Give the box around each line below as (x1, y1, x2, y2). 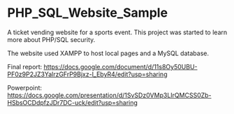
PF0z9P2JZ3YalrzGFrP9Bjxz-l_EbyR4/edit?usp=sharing (7, 70, 168, 78)
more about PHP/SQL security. (7, 35, 96, 43)
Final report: (7, 62, 43, 71)
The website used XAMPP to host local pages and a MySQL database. (7, 49, 210, 57)
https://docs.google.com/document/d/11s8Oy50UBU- (43, 62, 198, 71)
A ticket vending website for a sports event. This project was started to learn (7, 28, 228, 36)
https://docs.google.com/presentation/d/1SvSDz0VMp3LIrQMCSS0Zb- (7, 91, 212, 99)
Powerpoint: (7, 83, 43, 92)
